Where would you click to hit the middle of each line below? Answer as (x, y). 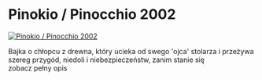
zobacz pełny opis (38, 67)
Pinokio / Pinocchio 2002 (92, 15)
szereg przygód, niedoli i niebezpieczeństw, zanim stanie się (106, 60)
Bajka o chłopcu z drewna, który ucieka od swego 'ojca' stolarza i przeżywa (131, 51)
